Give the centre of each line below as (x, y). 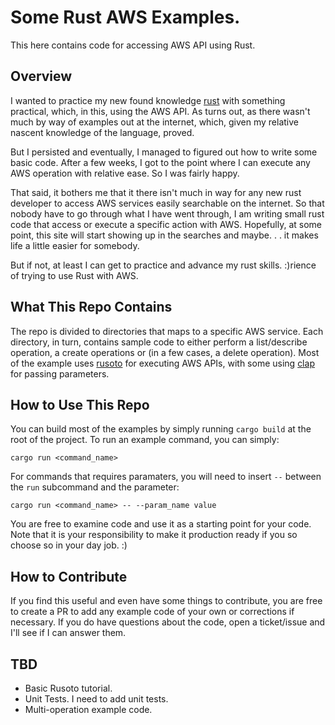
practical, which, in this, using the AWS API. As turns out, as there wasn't (160, 111)
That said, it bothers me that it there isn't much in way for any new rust (156, 192)
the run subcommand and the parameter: (95, 487)
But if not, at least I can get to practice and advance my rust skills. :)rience (163, 265)
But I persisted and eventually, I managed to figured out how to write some (164, 152)
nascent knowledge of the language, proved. (102, 132)
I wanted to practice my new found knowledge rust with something (148, 100)
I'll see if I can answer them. (68, 633)
